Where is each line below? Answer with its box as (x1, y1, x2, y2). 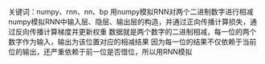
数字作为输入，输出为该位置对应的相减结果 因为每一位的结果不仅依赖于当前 (8, 37, 257, 46)
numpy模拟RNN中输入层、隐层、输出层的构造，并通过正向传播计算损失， (8, 17, 251, 26)
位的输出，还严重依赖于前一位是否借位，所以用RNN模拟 (8, 47, 193, 56)
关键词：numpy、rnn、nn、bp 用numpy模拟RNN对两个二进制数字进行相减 (8, 7, 254, 16)
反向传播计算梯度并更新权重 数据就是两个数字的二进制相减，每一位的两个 (14, 27, 257, 36)
